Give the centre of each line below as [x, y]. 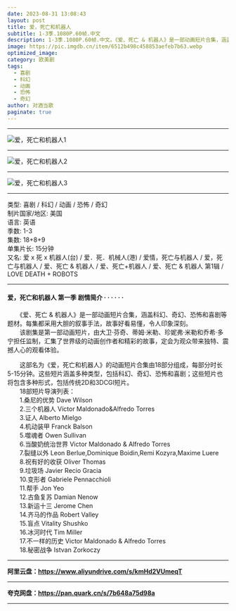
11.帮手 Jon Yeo [42, 488]
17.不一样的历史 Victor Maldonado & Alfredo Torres [93, 541]
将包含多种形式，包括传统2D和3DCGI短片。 [70, 382]
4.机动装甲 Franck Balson [56, 426]
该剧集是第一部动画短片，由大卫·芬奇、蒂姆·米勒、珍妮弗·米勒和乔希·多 [122, 332]
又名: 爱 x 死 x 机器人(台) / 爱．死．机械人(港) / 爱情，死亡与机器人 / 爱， [112, 257]
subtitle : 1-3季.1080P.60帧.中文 [54, 33]
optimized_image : [33, 54]
